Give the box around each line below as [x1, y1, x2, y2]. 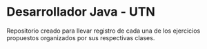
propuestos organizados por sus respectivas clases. [6, 33, 155, 42]
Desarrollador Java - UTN [6, 4, 156, 20]
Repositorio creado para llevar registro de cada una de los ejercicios [6, 27, 201, 35]
